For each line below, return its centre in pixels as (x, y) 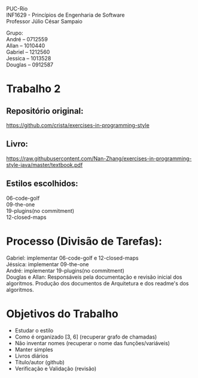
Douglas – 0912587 (30, 65)
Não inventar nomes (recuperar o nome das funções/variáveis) (92, 343)
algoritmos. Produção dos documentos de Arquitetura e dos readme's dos (98, 283)
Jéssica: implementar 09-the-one (48, 264)
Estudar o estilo (34, 330)
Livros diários (32, 356)
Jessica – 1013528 (29, 58)
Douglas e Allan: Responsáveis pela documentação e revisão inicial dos (94, 277)
